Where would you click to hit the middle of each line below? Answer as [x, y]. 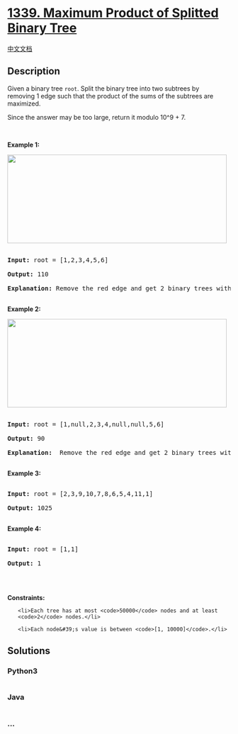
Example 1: [24, 145]
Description [34, 71]
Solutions [29, 651]
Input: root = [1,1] [43, 549]
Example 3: [24, 473]
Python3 [22, 671]
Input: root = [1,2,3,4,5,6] [58, 260]
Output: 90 [26, 438]
